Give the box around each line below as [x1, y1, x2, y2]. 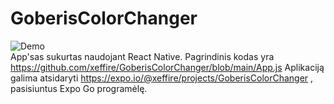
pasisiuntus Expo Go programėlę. [10, 82, 148, 94]
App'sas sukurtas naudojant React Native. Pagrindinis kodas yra [10, 50, 275, 62]
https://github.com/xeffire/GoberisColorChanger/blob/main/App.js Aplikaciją [10, 61, 325, 73]
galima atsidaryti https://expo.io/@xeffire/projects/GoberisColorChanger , [10, 72, 314, 84]
